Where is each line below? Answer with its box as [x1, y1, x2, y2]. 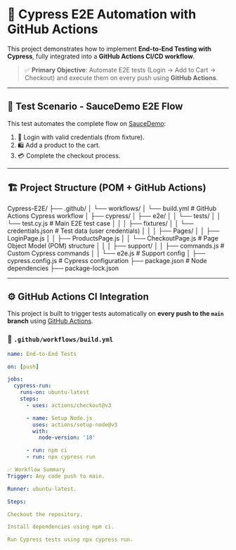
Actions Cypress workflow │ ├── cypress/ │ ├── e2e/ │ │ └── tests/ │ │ [7, 211, 221, 220]
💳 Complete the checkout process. [17, 151, 121, 160]
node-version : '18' [38, 434, 96, 442]
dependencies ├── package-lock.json [7, 264, 119, 272]
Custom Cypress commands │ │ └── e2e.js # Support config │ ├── [7, 249, 206, 257]
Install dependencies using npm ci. [7, 523, 114, 530]
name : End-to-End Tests [7, 350, 77, 357]
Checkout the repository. [7, 511, 83, 518]
